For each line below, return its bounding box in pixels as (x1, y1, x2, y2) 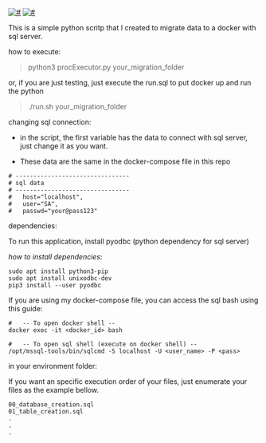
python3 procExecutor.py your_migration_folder (27, 62, 185, 72)
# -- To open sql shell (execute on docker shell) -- (8, 340, 198, 348)
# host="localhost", (8, 193, 84, 201)
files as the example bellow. (8, 386, 100, 394)
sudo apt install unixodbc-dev (8, 275, 112, 283)
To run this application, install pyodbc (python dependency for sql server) (8, 236, 249, 246)
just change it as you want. (19, 141, 108, 151)
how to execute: (8, 47, 61, 56)
